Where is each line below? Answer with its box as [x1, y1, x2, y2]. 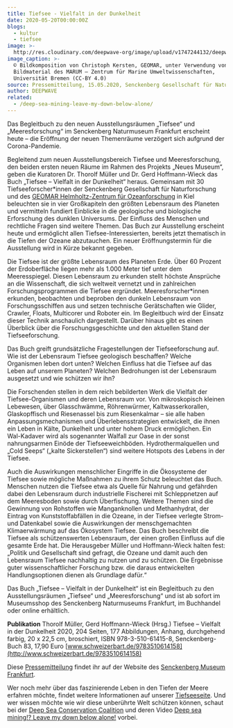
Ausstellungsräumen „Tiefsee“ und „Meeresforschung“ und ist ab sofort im [7, 591, 221, 599]
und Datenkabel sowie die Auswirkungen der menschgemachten [7, 519, 192, 527]
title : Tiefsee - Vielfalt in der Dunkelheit [7, 10, 141, 17]
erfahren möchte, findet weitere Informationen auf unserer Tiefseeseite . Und [7, 690, 226, 699]
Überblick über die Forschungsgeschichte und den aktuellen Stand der [7, 324, 210, 332]
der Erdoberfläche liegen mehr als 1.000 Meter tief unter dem [7, 265, 182, 273]
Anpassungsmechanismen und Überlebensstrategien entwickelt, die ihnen [7, 417, 220, 425]
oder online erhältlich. [7, 606, 70, 615]
